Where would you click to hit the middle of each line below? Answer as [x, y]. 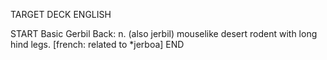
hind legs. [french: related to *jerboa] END [97, 44]
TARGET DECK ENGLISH [61, 14]
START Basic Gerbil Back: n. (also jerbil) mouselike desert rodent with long [164, 33]
